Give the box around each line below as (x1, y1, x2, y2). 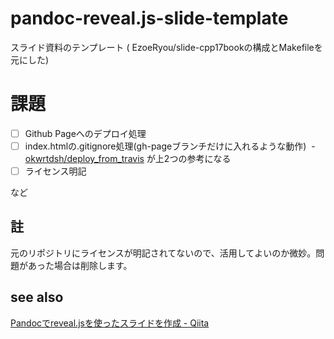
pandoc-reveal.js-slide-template (10, 7, 289, 30)
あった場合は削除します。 (27, 259, 133, 271)
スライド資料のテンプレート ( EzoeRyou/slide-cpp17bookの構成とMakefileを (10, 41, 323, 53)
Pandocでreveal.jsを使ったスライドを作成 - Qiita (10, 317, 210, 329)
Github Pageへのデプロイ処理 (24, 127, 147, 139)
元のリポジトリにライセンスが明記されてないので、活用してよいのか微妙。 (10, 247, 317, 259)
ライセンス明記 (24, 165, 87, 177)
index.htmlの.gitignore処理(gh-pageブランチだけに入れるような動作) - (24, 140, 316, 152)
